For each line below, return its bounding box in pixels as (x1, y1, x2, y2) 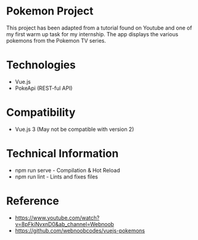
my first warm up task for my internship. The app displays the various (6, 30, 179, 37)
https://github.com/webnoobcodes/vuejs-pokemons (14, 227, 146, 234)
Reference (6, 194, 59, 207)
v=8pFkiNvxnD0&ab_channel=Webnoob (14, 220, 114, 227)
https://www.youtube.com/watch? (14, 214, 100, 221)
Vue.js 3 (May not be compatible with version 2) (14, 125, 134, 133)
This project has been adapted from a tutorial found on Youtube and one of (6, 24, 193, 31)
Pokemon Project (6, 4, 94, 18)
